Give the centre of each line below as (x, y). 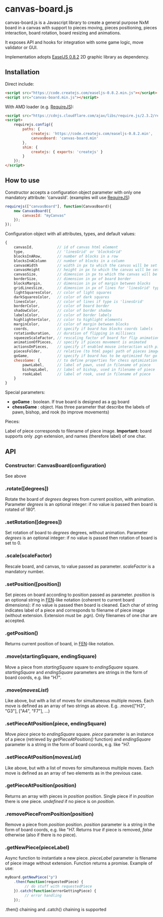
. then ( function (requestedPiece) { (49, 882)
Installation (22, 72)
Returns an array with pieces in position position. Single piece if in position (80, 796)
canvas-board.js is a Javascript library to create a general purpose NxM (77, 22)
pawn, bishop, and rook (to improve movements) (61, 412)
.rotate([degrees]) (27, 488)
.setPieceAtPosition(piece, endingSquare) (56, 723)
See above (16, 476)
